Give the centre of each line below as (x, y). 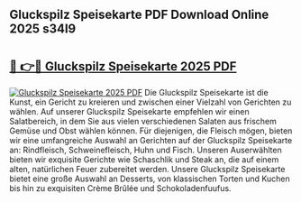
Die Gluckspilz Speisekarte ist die (206, 92)
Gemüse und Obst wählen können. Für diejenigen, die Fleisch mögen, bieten (151, 131)
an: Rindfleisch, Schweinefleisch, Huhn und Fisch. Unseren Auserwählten (146, 150)
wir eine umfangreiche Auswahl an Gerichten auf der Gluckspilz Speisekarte (151, 140)
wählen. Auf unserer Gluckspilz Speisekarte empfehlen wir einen (129, 111)
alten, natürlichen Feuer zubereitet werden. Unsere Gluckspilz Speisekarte (147, 169)
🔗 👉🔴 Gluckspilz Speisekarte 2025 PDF (123, 66)
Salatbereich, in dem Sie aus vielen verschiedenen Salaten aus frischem (143, 121)
